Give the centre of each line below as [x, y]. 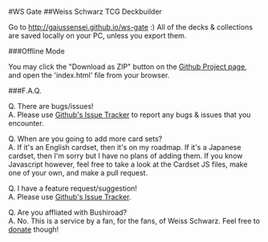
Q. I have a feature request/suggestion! [73, 188]
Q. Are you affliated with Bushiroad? [67, 212]
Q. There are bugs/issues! [51, 106]
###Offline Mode [37, 51]
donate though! [34, 229]
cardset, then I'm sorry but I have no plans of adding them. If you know [126, 156]
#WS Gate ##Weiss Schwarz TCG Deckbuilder [85, 12]
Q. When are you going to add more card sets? [85, 139]
